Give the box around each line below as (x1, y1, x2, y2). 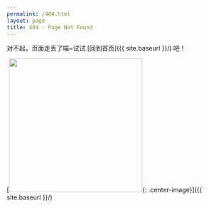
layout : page (6, 17, 45, 24)
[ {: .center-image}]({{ (6, 186, 203, 194)
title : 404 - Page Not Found (6, 24, 93, 31)
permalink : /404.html (6, 10, 71, 18)
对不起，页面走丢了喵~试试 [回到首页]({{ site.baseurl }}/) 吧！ (6, 44, 186, 53)
